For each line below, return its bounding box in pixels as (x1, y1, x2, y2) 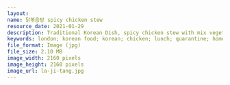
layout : (7, 10, 29, 17)
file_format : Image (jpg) (7, 42, 81, 49)
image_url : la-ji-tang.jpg (7, 67, 84, 74)
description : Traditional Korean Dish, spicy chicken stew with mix (7, 29, 207, 36)
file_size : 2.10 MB (7, 49, 63, 56)
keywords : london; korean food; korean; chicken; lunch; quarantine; (7, 36, 210, 42)
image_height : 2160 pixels (7, 61, 84, 68)
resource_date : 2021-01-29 (7, 23, 84, 29)
